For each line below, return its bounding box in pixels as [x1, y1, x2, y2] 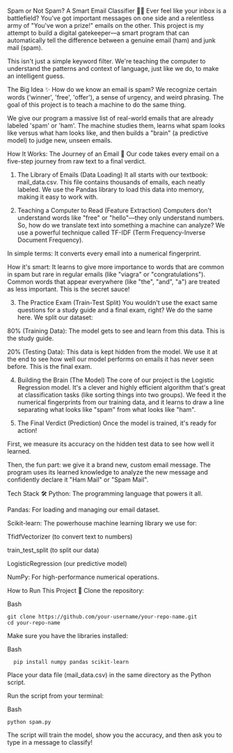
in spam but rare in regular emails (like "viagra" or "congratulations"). [7, 270, 206, 278]
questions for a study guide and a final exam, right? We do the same [17, 306, 214, 314]
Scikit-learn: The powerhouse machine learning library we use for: [7, 519, 197, 527]
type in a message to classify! [7, 738, 93, 746]
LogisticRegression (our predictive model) [7, 560, 127, 567]
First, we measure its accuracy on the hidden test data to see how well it [7, 440, 214, 448]
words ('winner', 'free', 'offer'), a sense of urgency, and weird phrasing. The [7, 93, 224, 101]
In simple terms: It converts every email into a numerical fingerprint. [7, 249, 202, 257]
